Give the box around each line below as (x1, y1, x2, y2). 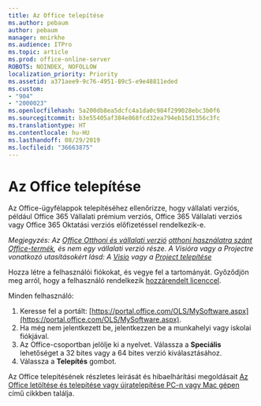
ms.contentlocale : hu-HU (8, 129, 90, 136)
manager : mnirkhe (8, 33, 65, 42)
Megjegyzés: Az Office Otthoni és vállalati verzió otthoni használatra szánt (8, 236, 252, 245)
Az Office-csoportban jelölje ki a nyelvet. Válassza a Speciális (19, 340, 222, 349)
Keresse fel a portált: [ (19, 307, 92, 316)
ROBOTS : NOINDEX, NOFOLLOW (8, 63, 97, 71)
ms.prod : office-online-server (8, 56, 111, 64)
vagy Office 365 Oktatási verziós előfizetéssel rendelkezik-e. (8, 220, 207, 229)
